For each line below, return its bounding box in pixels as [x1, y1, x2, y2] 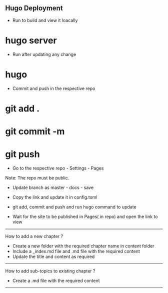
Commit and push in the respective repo [12, 85, 95, 91]
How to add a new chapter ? [5, 233, 63, 239]
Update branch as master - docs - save [12, 184, 94, 190]
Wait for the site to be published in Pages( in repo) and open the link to [12, 213, 158, 219]
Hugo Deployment [5, 4, 63, 12]
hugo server [5, 35, 57, 46]
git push [5, 148, 40, 160]
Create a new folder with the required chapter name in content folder [12, 243, 154, 249]
